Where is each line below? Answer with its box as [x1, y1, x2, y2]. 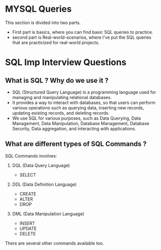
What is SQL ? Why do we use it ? [5, 76, 109, 84]
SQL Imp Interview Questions [5, 57, 127, 68]
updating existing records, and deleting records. [12, 110, 109, 116]
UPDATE [19, 225, 37, 231]
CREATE [19, 191, 37, 197]
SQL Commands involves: [5, 153, 57, 159]
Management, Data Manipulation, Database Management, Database [12, 120, 150, 126]
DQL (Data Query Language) [12, 162, 70, 168]
